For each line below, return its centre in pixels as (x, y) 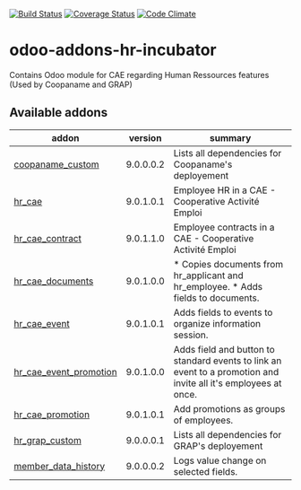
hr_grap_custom (48, 440)
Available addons (59, 113)
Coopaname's (203, 164)
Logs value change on (220, 460)
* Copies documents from (228, 264)
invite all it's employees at (228, 383)
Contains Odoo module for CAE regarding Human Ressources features (139, 74)
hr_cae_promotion (52, 415)
